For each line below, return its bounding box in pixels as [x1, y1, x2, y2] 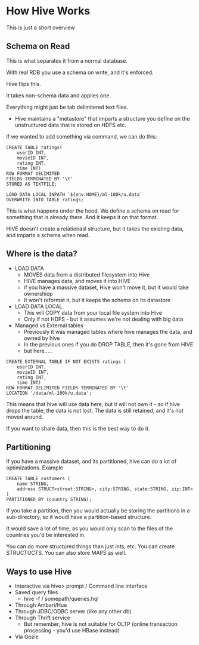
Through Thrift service [14, 614, 70, 622]
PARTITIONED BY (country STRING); [6, 497, 92, 503]
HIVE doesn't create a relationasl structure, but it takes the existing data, [6, 225, 184, 232]
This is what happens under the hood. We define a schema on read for [6, 207, 180, 214]
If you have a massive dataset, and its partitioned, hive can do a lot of [6, 458, 177, 465]
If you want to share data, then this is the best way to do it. [6, 425, 150, 432]
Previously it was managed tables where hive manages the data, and [23, 328, 192, 335]
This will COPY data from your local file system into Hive [23, 309, 163, 316]
